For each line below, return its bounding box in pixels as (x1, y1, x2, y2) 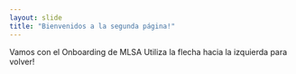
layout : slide (9, 13, 63, 23)
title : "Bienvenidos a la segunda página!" (9, 22, 176, 31)
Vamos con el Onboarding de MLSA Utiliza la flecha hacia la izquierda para (9, 46, 288, 57)
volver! (9, 56, 35, 67)
